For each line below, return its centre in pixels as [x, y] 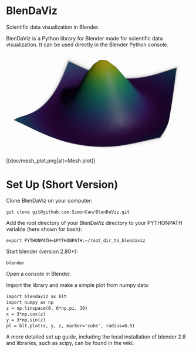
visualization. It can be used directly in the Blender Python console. [87, 45]
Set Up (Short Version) [62, 184]
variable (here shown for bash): [44, 229]
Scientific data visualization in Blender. [53, 27]
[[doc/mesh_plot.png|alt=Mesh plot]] [51, 161]
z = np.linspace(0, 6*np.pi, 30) [47, 309]
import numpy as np [30, 303]
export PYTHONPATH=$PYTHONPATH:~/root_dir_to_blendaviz [76, 241]
